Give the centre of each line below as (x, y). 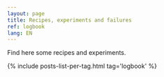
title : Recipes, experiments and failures (69, 20)
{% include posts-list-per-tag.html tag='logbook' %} (82, 66)
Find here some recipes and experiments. (67, 53)
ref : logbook (26, 26)
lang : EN (20, 33)
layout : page (26, 14)
